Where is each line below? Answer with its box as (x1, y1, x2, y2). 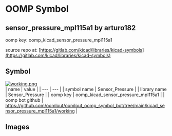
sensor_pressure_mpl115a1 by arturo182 (5, 24, 136, 32)
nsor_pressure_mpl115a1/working (5, 108, 75, 114)
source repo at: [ (5, 47, 41, 53)
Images (5, 123, 30, 131)
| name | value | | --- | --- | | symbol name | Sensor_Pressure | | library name (5, 86, 167, 92)
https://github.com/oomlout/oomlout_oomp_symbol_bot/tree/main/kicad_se (5, 102, 165, 108)
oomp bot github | (5, 97, 44, 103)
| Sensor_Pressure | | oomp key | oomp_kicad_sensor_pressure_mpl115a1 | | (5, 92, 165, 98)
